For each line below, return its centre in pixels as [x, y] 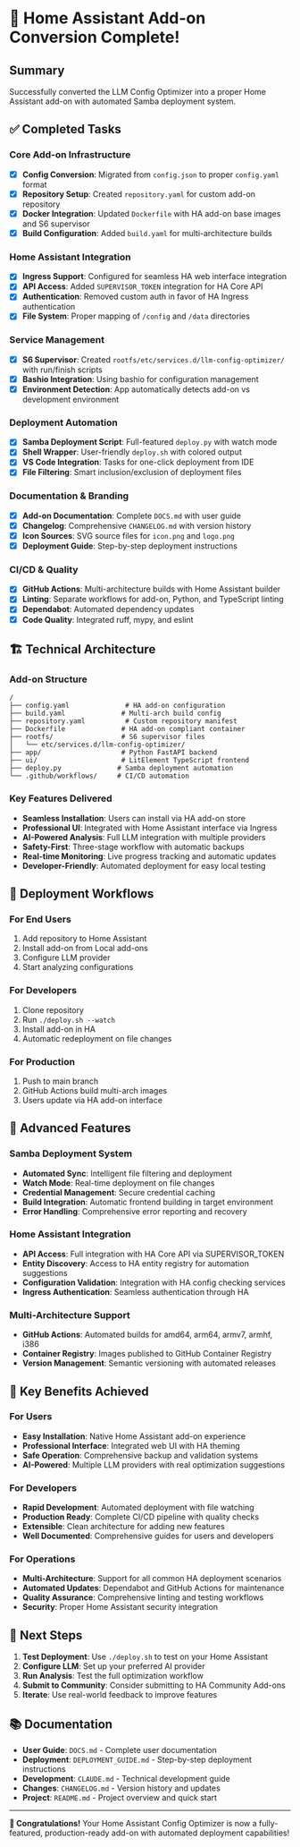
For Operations [42, 1559]
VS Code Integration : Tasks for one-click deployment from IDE [138, 462]
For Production [42, 1061]
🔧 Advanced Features [70, 1128]
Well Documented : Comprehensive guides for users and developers [148, 1536]
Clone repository [53, 1009]
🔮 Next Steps [46, 1635]
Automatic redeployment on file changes [97, 1038]
